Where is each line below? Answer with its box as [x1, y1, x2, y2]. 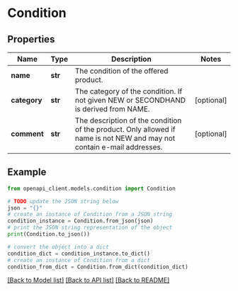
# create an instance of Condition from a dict [7, 256, 151, 263]
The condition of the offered [74, 66, 169, 76]
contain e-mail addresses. [74, 142, 163, 152]
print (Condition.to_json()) [7, 231, 91, 238]
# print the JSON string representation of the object [7, 224, 173, 232]
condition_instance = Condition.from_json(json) [7, 217, 154, 224]
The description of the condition [74, 115, 182, 125]
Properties [7, 33, 55, 45]
